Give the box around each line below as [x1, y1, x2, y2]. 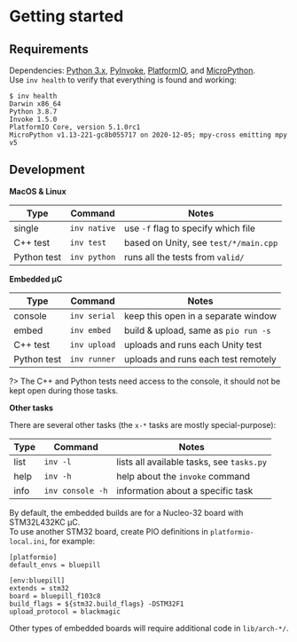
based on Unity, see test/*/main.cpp [123, 236, 278, 249]
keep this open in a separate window [123, 309, 277, 321]
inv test [69, 237, 107, 248]
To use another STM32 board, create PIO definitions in [9, 526, 208, 536]
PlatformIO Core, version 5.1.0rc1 [9, 123, 141, 131]
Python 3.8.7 [9, 107, 58, 116]
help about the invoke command [116, 470, 251, 482]
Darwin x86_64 [9, 99, 62, 108]
